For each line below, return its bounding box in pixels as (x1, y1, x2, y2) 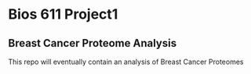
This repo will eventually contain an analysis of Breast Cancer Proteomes (8, 57, 244, 66)
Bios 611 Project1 (8, 5, 118, 23)
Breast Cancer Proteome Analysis (8, 37, 177, 50)
